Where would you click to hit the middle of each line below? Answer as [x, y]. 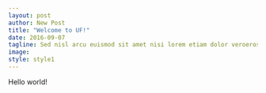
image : [19, 52]
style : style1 [32, 60]
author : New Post [37, 23]
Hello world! [28, 82]
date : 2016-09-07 [37, 37]
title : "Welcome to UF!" [49, 30]
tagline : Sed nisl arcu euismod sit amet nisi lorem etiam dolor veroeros [134, 45]
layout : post [30, 15]
